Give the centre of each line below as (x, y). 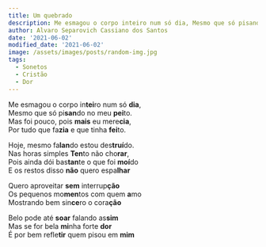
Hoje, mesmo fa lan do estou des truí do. (71, 145)
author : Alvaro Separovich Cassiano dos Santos (88, 30)
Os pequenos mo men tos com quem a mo (75, 194)
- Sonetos (31, 67)
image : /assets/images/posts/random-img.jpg (83, 52)
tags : (17, 60)
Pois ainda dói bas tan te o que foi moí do (73, 161)
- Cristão (31, 74)
